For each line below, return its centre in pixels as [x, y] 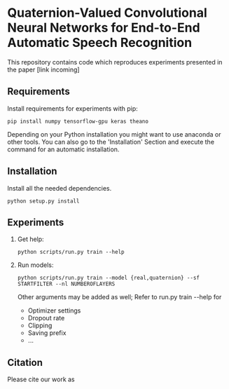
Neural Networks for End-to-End [104, 28]
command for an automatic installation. [63, 149]
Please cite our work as [41, 379]
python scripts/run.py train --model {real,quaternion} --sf [109, 278]
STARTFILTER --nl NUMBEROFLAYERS [66, 284]
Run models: [35, 265]
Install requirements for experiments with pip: [72, 108]
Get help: [30, 239]
